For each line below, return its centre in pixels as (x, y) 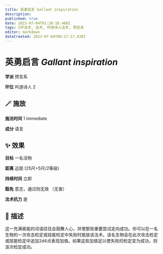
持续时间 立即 (18, 179)
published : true (21, 18)
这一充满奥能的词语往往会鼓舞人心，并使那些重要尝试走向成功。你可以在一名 (81, 229)
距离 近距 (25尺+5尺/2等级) (32, 169)
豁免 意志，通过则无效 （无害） (36, 189)
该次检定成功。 (20, 247)
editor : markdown (23, 32)
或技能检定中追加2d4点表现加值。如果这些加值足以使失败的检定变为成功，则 (81, 241)
